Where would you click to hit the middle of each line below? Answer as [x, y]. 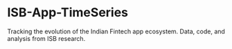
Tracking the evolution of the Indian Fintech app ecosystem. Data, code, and [116, 31]
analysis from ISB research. [46, 38]
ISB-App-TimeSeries [68, 13]
